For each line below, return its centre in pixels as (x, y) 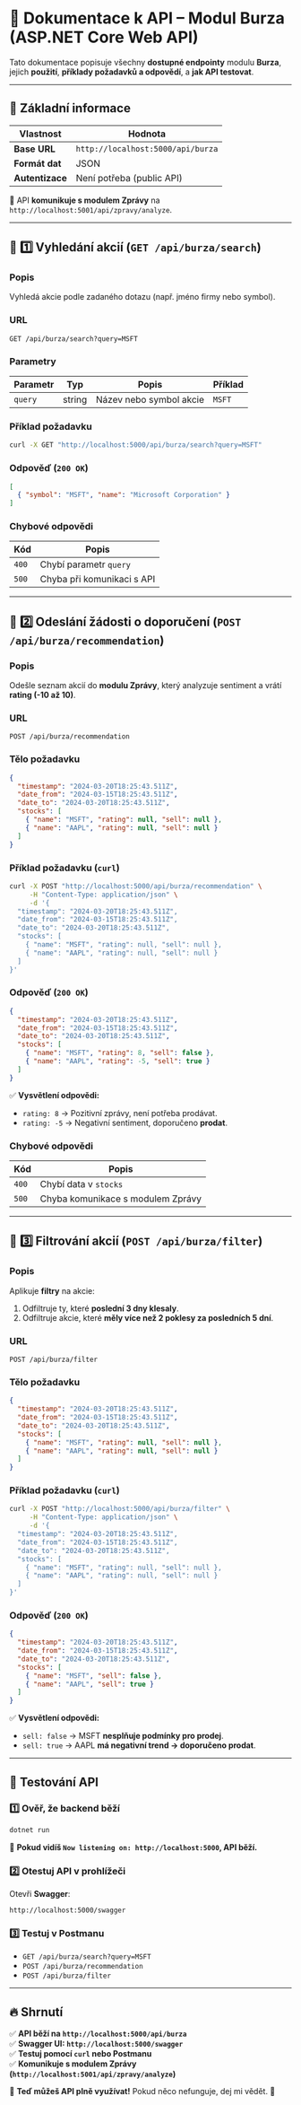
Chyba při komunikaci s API (98, 580)
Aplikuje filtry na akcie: (52, 1290)
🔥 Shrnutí (36, 2012)
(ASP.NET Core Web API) (104, 37)
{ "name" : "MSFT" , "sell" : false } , (94, 1676)
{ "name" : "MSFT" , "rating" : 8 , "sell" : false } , (120, 1053)
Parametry (33, 361)
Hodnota (147, 134)
